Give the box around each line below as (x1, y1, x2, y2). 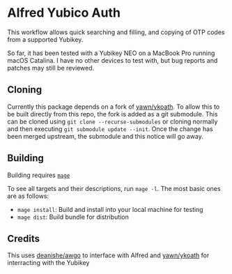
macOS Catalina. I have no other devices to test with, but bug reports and (7, 56, 218, 64)
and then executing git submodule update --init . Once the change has (7, 124, 214, 133)
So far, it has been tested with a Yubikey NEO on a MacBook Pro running (7, 49, 215, 57)
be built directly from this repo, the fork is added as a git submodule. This (7, 109, 218, 118)
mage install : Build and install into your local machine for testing (17, 205, 203, 213)
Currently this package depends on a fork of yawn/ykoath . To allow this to (7, 102, 220, 111)
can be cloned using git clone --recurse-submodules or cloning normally (7, 117, 218, 125)
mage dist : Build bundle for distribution (17, 213, 129, 221)
